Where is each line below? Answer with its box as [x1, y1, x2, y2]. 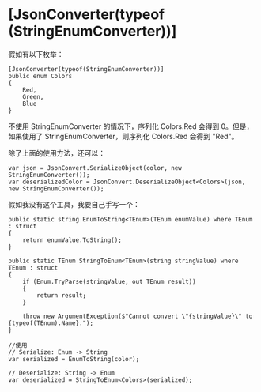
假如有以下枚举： [8, 49, 64, 58]
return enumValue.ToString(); [22, 236, 123, 244]
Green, [22, 92, 44, 100]
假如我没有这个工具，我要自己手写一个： [8, 199, 140, 209]
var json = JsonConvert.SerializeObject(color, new [8, 164, 182, 171]
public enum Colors [8, 72, 73, 80]
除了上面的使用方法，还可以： [8, 148, 105, 157]
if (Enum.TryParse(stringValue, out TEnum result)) [22, 277, 196, 285]
